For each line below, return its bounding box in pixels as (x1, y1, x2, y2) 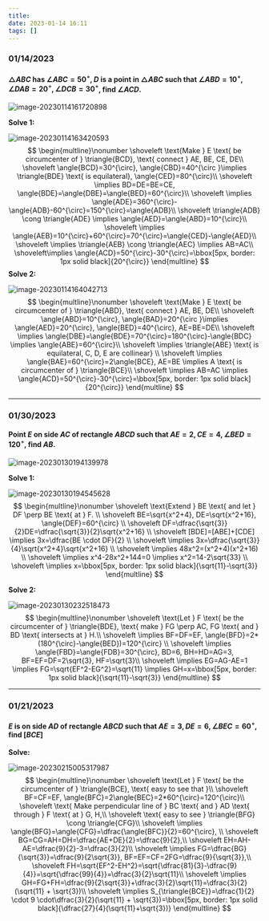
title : (8, 11, 30, 20)
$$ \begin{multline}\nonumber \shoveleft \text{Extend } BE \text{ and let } (13, 501, 256, 510)
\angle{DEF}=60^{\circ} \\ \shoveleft (41, 518, 161, 528)
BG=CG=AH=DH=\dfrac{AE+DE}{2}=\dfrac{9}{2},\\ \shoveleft (18, 835, 223, 845)
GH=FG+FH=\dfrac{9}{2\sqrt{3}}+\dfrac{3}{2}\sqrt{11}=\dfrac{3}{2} (21, 878, 248, 887)
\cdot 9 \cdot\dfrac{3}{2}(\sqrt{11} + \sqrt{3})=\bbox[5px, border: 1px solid (10, 895, 259, 905)
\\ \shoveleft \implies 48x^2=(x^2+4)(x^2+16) (110, 543, 259, 554)
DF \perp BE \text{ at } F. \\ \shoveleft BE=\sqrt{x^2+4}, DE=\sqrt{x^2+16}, (12, 509, 257, 519)
